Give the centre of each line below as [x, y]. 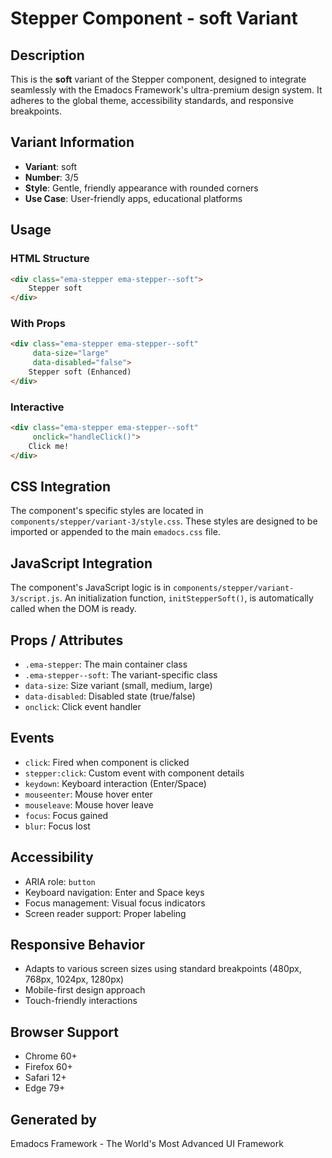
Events [32, 738]
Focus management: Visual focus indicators [115, 903]
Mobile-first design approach [85, 990]
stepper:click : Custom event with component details [134, 773]
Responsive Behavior [78, 945]
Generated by [54, 1119]
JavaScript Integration [81, 563]
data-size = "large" [71, 353]
